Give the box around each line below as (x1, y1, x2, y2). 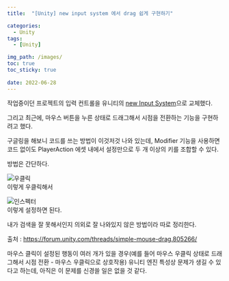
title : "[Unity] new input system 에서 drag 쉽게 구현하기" (7, 10, 174, 17)
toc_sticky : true (7, 66, 57, 73)
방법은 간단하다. (7, 159, 50, 168)
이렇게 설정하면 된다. (7, 206, 62, 214)
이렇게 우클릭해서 (7, 183, 53, 191)
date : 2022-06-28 (7, 79, 57, 86)
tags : (7, 35, 23, 42)
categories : (7, 22, 41, 29)
